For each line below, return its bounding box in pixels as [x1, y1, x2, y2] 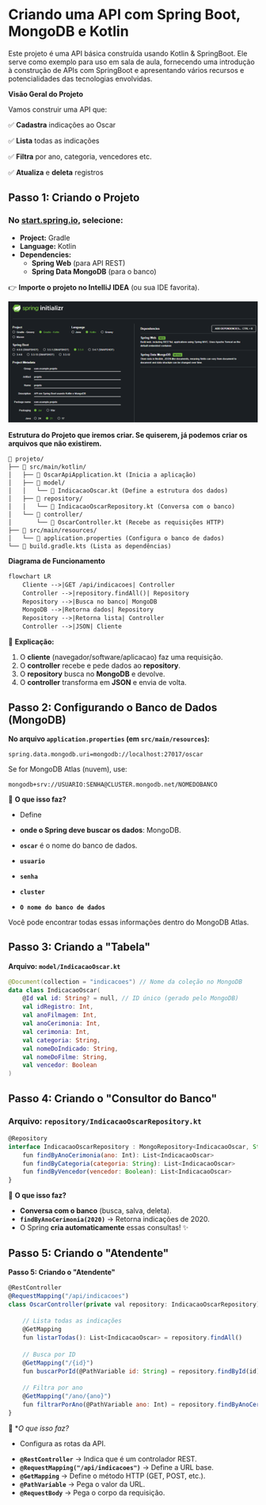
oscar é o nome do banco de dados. [19, 841, 138, 850]
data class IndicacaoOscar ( [8, 986, 101, 994]
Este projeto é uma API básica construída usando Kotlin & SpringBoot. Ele [8, 48, 248, 58]
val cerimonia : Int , [22, 1028, 90, 1036]
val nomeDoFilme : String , [22, 1053, 108, 1061]
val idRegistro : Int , [22, 1003, 93, 1011]
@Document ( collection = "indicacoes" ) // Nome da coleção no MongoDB [8, 978, 243, 986]
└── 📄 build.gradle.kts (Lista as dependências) [8, 542, 172, 550]
